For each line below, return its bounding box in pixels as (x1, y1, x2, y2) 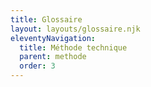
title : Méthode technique (19, 42, 128, 53)
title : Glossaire (10, 14, 83, 25)
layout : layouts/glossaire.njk (10, 24, 141, 34)
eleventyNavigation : (10, 33, 97, 43)
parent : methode (19, 52, 87, 62)
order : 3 (19, 61, 56, 71)
